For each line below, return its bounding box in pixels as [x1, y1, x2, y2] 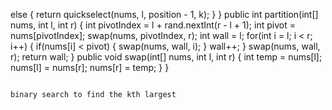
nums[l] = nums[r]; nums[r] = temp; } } [10, 62, 170, 73]
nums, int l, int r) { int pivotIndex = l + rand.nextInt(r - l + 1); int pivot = [10, 19, 296, 31]
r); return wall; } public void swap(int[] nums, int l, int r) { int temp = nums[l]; [10, 51, 323, 63]
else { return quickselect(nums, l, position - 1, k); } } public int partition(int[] [10, 9, 319, 20]
